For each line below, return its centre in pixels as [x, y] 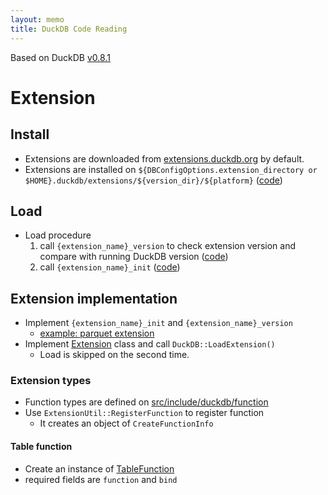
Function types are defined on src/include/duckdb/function [146, 402]
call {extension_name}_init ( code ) [110, 267]
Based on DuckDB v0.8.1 [60, 57]
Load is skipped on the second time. [114, 355]
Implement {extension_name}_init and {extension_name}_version [158, 323]
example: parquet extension [97, 333]
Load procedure [58, 235]
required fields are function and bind [101, 479]
